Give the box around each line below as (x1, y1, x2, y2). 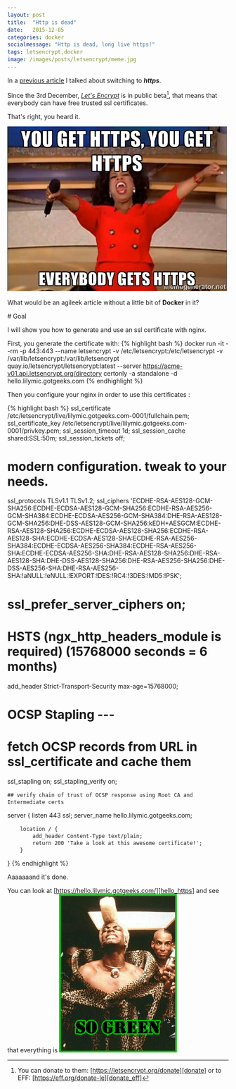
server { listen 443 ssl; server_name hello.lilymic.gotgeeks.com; (7, 811, 193, 819)
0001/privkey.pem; (7, 426, 62, 435)
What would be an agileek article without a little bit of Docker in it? (7, 298, 199, 307)
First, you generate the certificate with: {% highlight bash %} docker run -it (7, 339, 225, 347)
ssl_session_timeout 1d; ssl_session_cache (63, 426, 186, 435)
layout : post (7, 11, 46, 18)
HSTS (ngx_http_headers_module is (7, 628, 222, 644)
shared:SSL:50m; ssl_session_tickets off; (7, 433, 125, 442)
